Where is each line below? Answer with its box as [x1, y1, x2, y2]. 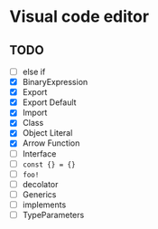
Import [22, 107, 48, 119]
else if [22, 66, 46, 77]
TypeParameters [22, 209, 85, 220]
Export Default [22, 97, 77, 108]
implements [22, 199, 67, 210]
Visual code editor [9, 6, 150, 27]
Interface [22, 148, 57, 159]
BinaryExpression [22, 77, 88, 88]
